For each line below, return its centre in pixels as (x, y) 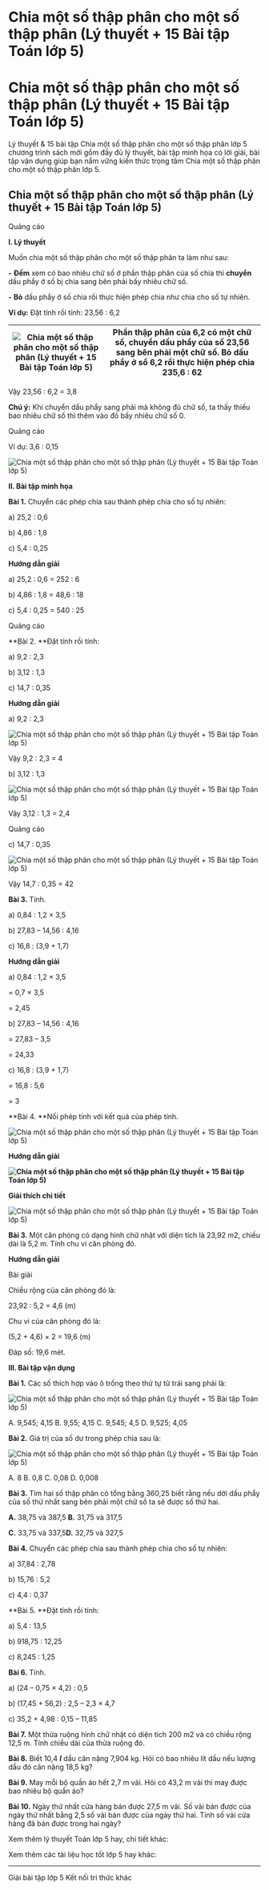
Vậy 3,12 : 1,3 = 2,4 (39, 813)
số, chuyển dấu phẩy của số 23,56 (182, 342)
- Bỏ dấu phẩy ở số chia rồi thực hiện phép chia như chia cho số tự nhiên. (129, 297)
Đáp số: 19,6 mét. (37, 1352)
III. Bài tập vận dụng (42, 1367)
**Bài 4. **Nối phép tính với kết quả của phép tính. (93, 1116)
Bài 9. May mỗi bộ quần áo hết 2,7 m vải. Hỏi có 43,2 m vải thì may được (128, 1782)
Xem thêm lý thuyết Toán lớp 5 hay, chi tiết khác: (88, 1839)
